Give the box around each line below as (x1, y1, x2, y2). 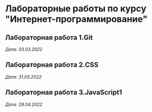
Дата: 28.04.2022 (5, 101, 43, 107)
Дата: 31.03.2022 (5, 74, 42, 80)
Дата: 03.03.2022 (5, 47, 43, 52)
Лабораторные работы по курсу (5, 3, 147, 14)
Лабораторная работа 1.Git (5, 33, 93, 42)
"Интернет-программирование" (5, 13, 148, 25)
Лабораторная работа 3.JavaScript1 (5, 88, 123, 97)
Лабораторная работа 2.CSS (5, 60, 99, 69)
